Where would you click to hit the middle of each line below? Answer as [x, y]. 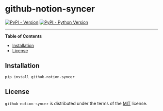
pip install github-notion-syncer [40, 77]
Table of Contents [24, 36]
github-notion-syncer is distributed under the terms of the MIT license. [76, 103]
